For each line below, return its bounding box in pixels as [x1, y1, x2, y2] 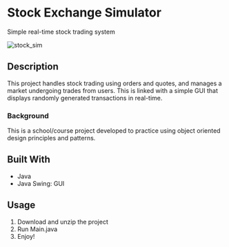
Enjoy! [17, 232, 35, 240]
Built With [7, 153, 50, 166]
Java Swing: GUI [17, 179, 65, 187]
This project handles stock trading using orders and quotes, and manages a [7, 79, 222, 87]
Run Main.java [17, 225, 58, 233]
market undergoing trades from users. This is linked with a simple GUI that [7, 86, 219, 94]
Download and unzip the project [17, 217, 108, 226]
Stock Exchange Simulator [7, 5, 162, 21]
